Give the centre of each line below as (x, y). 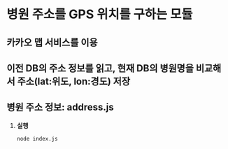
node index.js (37, 139)
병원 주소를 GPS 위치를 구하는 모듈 (100, 14)
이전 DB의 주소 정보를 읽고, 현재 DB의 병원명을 (100, 68)
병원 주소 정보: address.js (60, 107)
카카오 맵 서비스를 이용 (52, 42)
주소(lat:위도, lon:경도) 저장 (74, 81)
